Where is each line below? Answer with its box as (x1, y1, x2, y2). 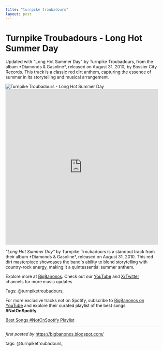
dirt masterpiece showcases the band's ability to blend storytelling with (5, 259, 148, 265)
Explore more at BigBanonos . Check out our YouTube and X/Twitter (5, 273, 140, 279)
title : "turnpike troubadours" (5, 7, 69, 12)
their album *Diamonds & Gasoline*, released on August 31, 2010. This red (5, 254, 154, 260)
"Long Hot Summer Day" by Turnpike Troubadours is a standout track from (5, 249, 155, 255)
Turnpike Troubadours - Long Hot (5, 32, 143, 44)
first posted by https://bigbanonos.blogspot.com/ (5, 331, 104, 337)
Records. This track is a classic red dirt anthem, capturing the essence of (5, 69, 151, 75)
